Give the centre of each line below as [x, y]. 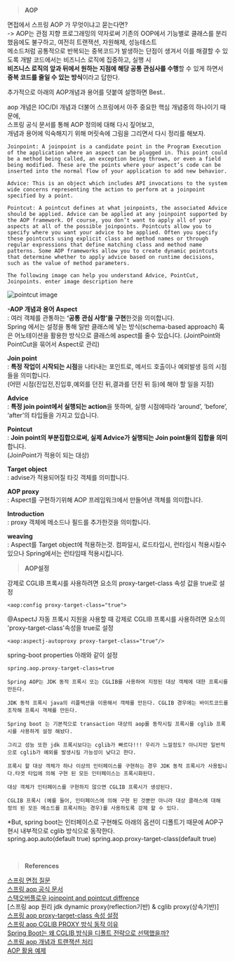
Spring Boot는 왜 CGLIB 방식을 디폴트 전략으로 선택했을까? [88, 933]
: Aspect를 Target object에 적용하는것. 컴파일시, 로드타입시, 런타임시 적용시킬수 [117, 544]
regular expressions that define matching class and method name [105, 245]
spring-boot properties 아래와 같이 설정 [62, 655]
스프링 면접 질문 [29, 880]
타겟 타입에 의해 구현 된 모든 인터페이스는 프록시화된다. [85, 774]
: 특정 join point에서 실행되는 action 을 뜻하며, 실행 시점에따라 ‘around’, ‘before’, [117, 406]
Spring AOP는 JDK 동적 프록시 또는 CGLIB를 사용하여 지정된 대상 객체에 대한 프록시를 [117, 682]
